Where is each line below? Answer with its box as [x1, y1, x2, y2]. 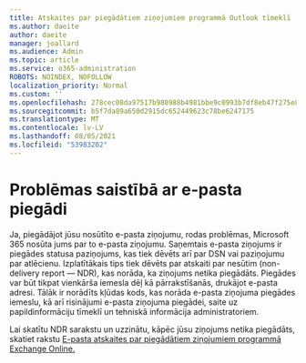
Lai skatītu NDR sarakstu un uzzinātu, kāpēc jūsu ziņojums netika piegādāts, [9, 324, 296, 335]
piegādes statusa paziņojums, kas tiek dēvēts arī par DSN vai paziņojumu [9, 247, 285, 259]
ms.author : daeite [9, 22, 79, 31]
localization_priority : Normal [9, 81, 128, 90]
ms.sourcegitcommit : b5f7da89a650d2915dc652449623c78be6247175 [9, 106, 255, 116]
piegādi [9, 198, 68, 219]
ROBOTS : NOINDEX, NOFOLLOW [9, 73, 112, 82]
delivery [9, 267, 40, 278]
